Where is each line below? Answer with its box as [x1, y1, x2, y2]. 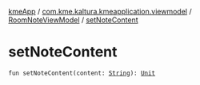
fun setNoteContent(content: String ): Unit [8, 69, 156, 77]
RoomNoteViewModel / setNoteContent [8, 15, 138, 25]
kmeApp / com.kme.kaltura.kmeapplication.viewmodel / [8, 7, 192, 16]
